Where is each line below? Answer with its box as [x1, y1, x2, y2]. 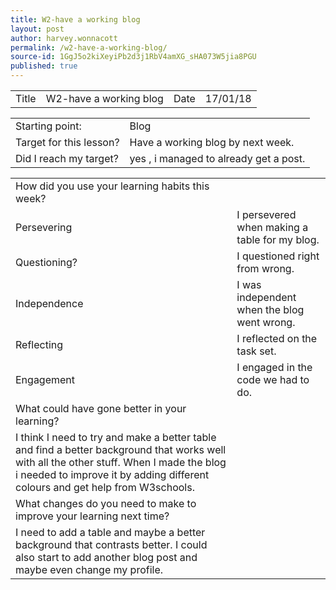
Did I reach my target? [15, 152, 119, 165]
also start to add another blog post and [15, 551, 198, 564]
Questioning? [15, 256, 78, 269]
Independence [15, 297, 84, 310]
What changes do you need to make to [15, 497, 197, 510]
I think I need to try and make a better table [15, 431, 217, 444]
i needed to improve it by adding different [15, 468, 210, 481]
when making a [236, 221, 309, 234]
